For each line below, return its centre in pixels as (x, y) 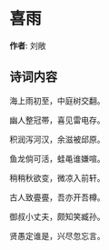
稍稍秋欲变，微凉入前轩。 (57, 177)
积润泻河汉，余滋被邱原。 (57, 139)
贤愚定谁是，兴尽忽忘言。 (57, 235)
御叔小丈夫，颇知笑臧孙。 (57, 216)
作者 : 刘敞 (28, 45)
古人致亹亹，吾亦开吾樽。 (57, 197)
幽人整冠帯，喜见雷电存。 (57, 120)
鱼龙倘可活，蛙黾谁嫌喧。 (57, 158)
